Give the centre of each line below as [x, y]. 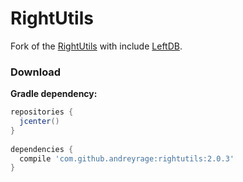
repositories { [42, 112]
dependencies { [42, 149]
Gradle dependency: [54, 94]
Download [36, 72]
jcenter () [39, 122]
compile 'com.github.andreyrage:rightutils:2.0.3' [127, 158]
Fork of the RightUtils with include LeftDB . [96, 46]
